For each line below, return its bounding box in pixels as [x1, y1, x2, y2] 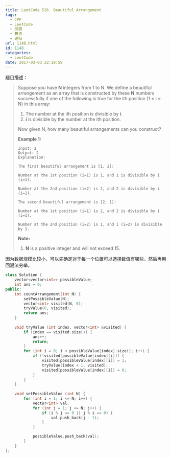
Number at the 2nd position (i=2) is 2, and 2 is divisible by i [17, 186, 160, 192]
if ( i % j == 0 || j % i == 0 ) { [41, 410, 113, 416]
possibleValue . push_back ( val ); [32, 434, 100, 439]
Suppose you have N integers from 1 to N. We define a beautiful [17, 85, 152, 91]
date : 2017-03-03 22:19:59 [5, 60, 63, 65]
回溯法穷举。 [5, 262, 32, 268]
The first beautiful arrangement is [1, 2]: [17, 164, 114, 169]
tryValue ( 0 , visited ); [23, 306, 72, 311]
